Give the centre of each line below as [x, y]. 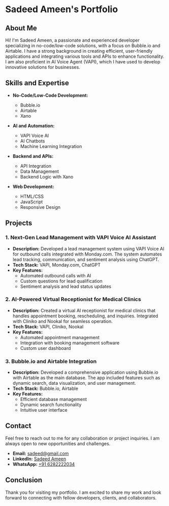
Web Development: [33, 187]
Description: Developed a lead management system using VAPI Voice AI [88, 248]
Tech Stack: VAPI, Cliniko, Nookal [48, 327]
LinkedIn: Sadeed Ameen [39, 459]
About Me [21, 28]
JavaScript [31, 202]
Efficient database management [54, 400]
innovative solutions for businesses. [43, 67]
